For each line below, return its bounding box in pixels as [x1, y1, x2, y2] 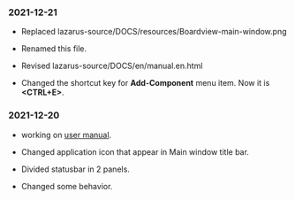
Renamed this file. [20, 43, 87, 54]
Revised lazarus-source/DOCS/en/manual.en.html [20, 60, 203, 72]
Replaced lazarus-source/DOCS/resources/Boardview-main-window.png [20, 27, 287, 37]
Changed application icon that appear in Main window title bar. [20, 146, 249, 157]
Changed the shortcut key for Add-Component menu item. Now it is [20, 78, 270, 88]
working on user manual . [20, 129, 112, 140]
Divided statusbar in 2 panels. [20, 164, 130, 174]
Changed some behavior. [20, 181, 113, 191]
